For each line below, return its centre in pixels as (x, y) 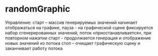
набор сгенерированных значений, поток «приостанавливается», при (78, 33)
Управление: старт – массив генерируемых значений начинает (71, 22)
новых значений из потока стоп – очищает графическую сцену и (73, 43)
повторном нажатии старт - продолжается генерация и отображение (78, 38)
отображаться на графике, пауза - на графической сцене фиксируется (79, 27)
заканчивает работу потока (34, 48)
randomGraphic (38, 9)
